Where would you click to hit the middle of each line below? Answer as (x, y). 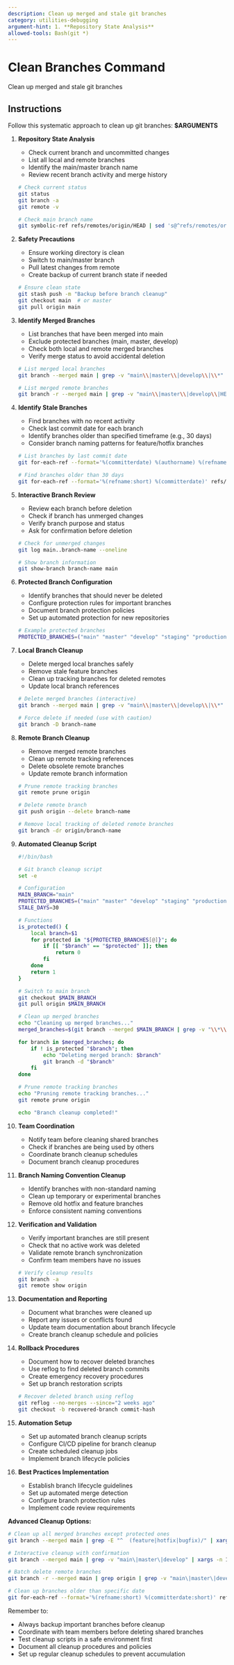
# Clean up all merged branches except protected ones (89, 1534)
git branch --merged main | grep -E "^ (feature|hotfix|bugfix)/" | (111, 1540)
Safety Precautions (46, 239)
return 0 (68, 953)
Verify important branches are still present (89, 1237)
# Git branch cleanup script (60, 869)
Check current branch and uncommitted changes (99, 153)
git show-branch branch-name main (68, 569)
